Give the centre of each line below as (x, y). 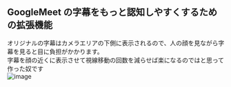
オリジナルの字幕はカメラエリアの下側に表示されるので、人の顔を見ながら (113, 42)
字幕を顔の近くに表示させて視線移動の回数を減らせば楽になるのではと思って (116, 60)
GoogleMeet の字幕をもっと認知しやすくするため (112, 12)
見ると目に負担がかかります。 (61, 51)
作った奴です (25, 69)
